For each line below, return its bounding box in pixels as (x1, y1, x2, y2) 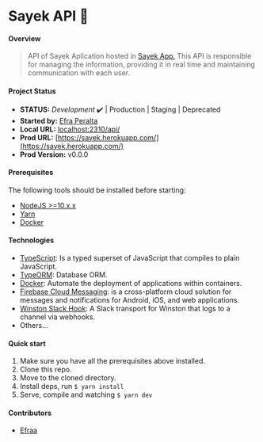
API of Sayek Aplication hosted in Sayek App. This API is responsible (27, 51, 252, 61)
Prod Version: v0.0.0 (19, 150, 89, 159)
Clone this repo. (19, 364, 72, 375)
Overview (8, 33, 41, 43)
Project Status (8, 86, 57, 96)
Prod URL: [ (19, 132, 59, 142)
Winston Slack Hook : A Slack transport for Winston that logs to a (19, 304, 231, 313)
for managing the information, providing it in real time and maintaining (27, 59, 256, 70)
